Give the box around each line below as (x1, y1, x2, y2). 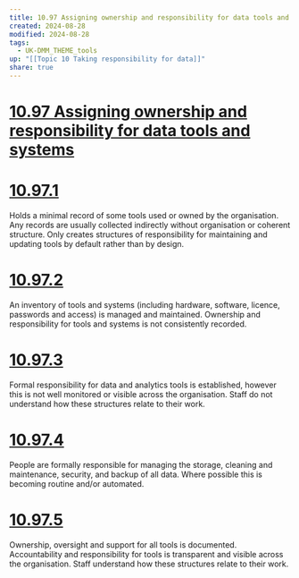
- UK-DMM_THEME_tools (17, 47, 98, 55)
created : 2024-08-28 (9, 21, 87, 30)
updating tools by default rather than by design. (9, 239, 185, 249)
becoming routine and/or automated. (9, 478, 145, 489)
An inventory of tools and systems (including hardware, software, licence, (9, 299, 281, 310)
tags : (9, 38, 29, 47)
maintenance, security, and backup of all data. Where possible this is (9, 469, 263, 480)
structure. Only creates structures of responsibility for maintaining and (9, 229, 268, 240)
